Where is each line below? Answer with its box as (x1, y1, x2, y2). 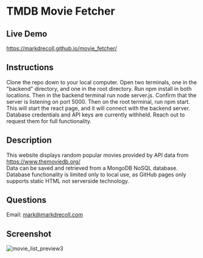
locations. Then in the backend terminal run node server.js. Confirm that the (6, 91, 197, 99)
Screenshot (6, 229, 52, 239)
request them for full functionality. (6, 117, 92, 124)
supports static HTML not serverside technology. (6, 177, 130, 184)
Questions (6, 195, 47, 206)
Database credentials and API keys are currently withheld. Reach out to (6, 111, 185, 118)
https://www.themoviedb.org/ (6, 157, 80, 165)
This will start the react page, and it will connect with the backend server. (6, 104, 190, 112)
